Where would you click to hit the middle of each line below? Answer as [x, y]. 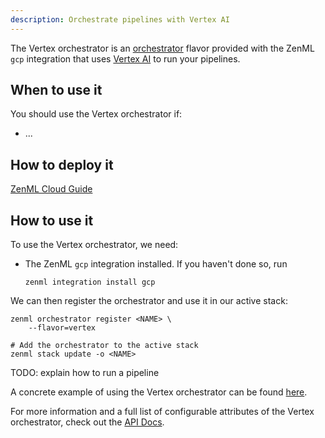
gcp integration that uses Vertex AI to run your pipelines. [125, 58]
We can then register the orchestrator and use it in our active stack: [149, 301]
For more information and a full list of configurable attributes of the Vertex [162, 412]
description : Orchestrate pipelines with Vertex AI [120, 19]
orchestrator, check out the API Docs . [87, 422]
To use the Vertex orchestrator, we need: [94, 245]
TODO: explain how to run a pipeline [85, 373]
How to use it [52, 220]
